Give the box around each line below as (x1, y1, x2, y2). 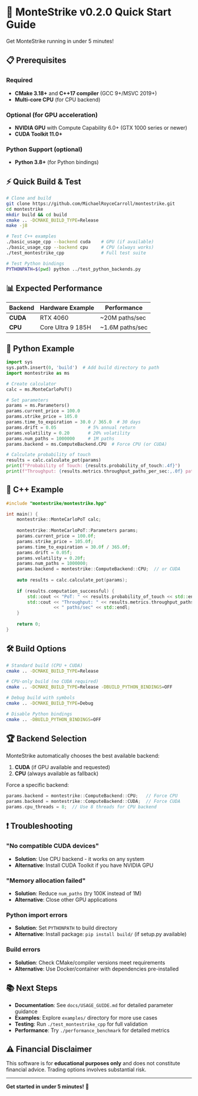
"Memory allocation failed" (6, 876, 86, 885)
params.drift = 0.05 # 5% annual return (6, 425, 136, 430)
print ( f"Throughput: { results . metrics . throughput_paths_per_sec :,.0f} (6, 468, 183, 474)
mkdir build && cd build (6, 211, 67, 218)
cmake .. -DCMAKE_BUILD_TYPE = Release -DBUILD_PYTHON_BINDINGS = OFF (6, 684, 173, 690)
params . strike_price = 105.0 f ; (16, 538, 94, 544)
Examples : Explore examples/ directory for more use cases (14, 1014, 158, 1021)
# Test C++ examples (6, 233, 57, 239)
